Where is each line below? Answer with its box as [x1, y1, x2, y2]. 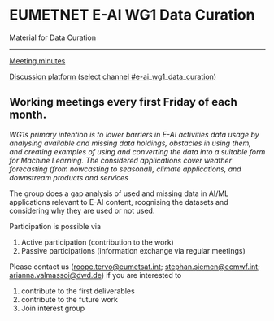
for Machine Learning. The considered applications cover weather [9, 155, 233, 165]
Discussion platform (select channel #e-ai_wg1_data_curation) [9, 72, 217, 81]
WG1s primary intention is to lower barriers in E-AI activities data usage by [9, 129, 259, 139]
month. [9, 108, 47, 122]
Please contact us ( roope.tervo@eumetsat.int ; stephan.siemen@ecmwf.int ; [9, 262, 261, 271]
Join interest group [20, 303, 85, 313]
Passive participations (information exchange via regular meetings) [20, 245, 246, 255]
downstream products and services [9, 172, 129, 182]
